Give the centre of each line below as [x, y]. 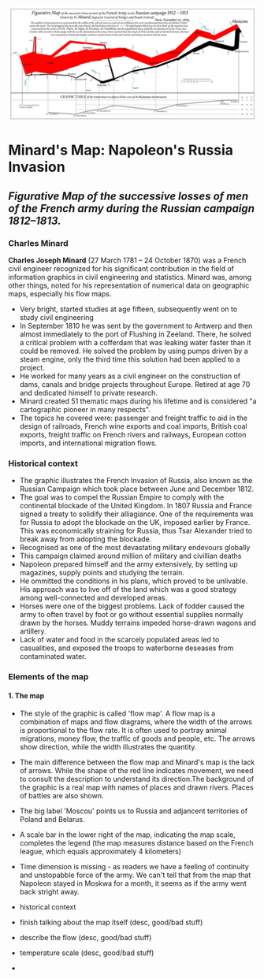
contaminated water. [53, 656]
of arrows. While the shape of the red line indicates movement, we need [136, 770]
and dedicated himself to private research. [88, 393]
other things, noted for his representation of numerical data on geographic [129, 285]
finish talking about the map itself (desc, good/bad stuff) [111, 922]
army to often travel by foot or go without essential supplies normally [131, 615]
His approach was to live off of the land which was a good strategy [128, 589]
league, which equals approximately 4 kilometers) [100, 851]
